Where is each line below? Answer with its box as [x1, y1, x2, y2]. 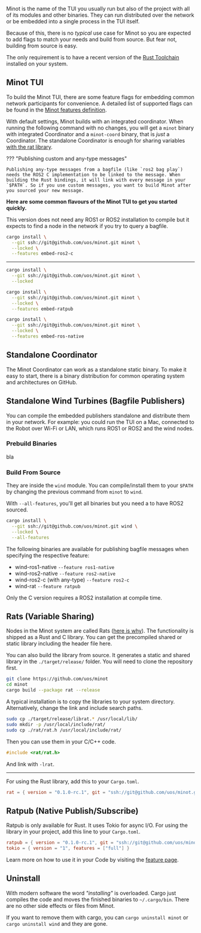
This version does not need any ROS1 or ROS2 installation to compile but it [6, 216, 190, 223]
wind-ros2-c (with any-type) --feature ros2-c [14, 576, 130, 583]
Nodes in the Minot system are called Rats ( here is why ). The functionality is [6, 627, 194, 634]
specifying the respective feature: [6, 552, 90, 559]
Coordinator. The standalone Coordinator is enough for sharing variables [6, 137, 185, 144]
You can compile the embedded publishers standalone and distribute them [6, 412, 190, 419]
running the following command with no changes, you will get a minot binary [6, 124, 194, 131]
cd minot [6, 682, 28, 688]
